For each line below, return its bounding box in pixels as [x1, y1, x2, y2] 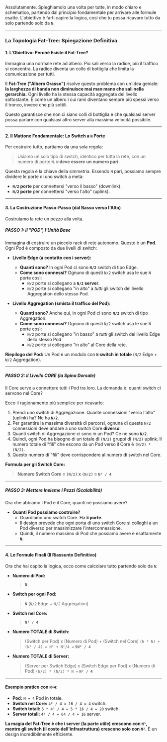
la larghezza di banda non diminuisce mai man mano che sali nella [5, 86, 144, 92]
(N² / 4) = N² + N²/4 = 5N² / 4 [24, 644, 91, 649]
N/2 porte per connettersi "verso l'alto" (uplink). [12, 188, 110, 194]
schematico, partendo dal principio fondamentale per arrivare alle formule [5, 9, 157, 15]
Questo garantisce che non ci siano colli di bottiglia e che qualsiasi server [5, 111, 156, 117]
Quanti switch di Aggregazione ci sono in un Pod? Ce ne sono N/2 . [12, 431, 148, 437]
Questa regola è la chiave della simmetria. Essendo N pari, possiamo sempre [5, 169, 161, 175]
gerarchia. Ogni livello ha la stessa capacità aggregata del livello [5, 92, 138, 97]
